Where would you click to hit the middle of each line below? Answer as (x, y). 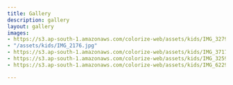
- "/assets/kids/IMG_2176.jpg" (52, 46)
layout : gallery (31, 26)
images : (18, 33)
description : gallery (38, 20)
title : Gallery (29, 13)
